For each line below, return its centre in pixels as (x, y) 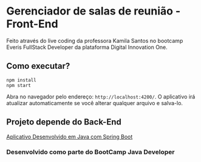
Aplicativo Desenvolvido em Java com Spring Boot (70, 137)
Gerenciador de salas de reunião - (94, 11)
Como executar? (38, 66)
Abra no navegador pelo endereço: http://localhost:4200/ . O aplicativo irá (101, 96)
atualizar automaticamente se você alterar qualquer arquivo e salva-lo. (95, 103)
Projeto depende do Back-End (64, 122)
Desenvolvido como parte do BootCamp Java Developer (90, 152)
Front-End (32, 24)
